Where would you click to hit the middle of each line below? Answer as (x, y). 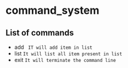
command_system (53, 11)
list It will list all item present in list (68, 54)
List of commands (40, 33)
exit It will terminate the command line (65, 60)
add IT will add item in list (53, 47)
